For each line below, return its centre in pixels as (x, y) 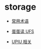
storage (20, 7)
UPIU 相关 (21, 41)
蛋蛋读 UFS (23, 31)
